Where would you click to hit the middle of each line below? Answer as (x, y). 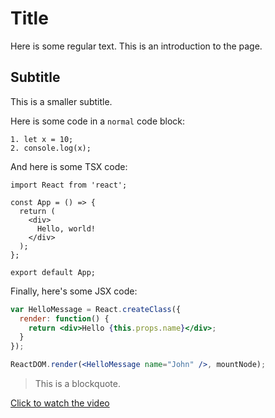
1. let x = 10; (42, 139)
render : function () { (64, 318)
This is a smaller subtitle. (61, 101)
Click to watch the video (60, 403)
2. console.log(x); (51, 148)
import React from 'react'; (69, 185)
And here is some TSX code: (69, 166)
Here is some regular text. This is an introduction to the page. (136, 46)
